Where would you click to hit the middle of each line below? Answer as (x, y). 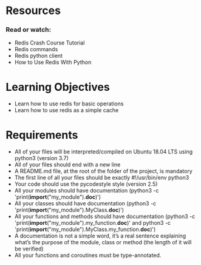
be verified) (29, 249)
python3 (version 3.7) (41, 158)
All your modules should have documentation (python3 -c (87, 191)
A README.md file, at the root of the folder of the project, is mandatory (103, 171)
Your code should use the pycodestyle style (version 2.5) (86, 184)
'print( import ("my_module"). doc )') (58, 197)
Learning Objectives (58, 87)
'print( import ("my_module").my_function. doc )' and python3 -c (93, 223)
